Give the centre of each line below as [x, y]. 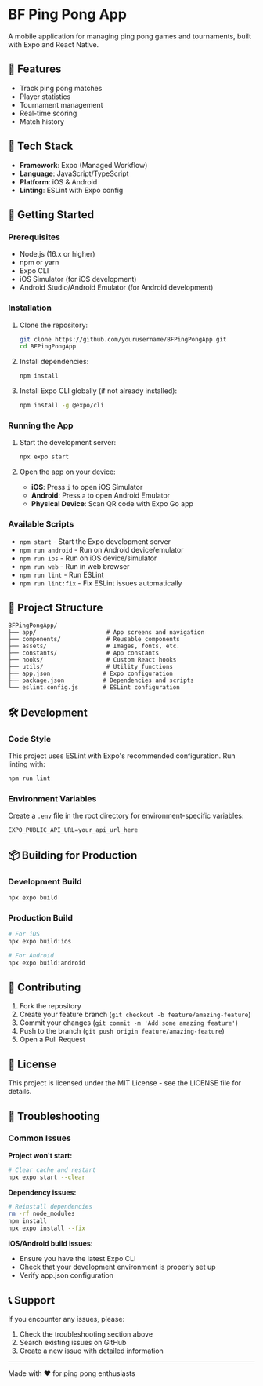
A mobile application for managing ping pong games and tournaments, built [130, 36]
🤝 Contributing [45, 987]
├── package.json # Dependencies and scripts [101, 680]
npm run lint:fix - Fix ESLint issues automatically [101, 583]
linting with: [27, 764]
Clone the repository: [54, 325]
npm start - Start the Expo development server [95, 541]
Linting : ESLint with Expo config [71, 190]
